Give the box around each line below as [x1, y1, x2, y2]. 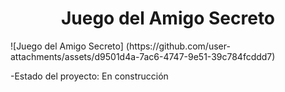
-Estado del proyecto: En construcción [10, 70, 169, 82]
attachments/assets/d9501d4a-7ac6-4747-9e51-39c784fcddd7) [10, 50, 276, 62]
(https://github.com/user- [125, 40, 231, 52]
